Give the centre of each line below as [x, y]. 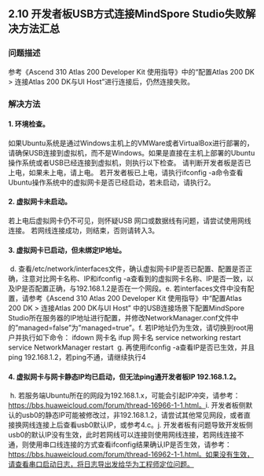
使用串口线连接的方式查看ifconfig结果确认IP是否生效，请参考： [130, 445]
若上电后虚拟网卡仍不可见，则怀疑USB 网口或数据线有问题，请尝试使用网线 [130, 221]
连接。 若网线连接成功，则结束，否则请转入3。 [84, 231]
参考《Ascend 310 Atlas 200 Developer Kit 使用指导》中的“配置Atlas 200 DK [132, 71]
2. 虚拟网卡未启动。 [40, 202]
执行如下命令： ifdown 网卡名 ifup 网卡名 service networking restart [131, 338]
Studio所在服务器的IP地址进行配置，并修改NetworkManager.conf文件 [120, 318]
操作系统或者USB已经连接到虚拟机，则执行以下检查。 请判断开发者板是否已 [130, 163]
